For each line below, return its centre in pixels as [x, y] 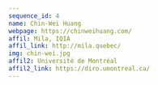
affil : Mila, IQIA [39, 38]
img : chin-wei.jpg [39, 53]
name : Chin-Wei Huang [45, 23]
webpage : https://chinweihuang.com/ [70, 31]
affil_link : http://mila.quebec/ [65, 46]
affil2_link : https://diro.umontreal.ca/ [79, 69]
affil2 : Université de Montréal [63, 62]
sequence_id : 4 [34, 16]
